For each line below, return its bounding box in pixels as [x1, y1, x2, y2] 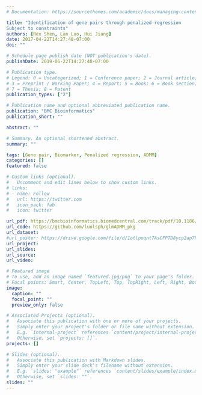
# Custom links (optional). [6, 174, 77, 180]
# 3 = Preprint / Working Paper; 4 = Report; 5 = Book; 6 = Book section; [6, 81, 198, 87]
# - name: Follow [6, 191, 50, 197]
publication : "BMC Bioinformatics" [6, 108, 96, 114]
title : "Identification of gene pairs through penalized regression [6, 19, 182, 26]
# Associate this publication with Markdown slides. [6, 357, 147, 363]
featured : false [6, 163, 47, 169]
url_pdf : [6, 218, 28, 224]
